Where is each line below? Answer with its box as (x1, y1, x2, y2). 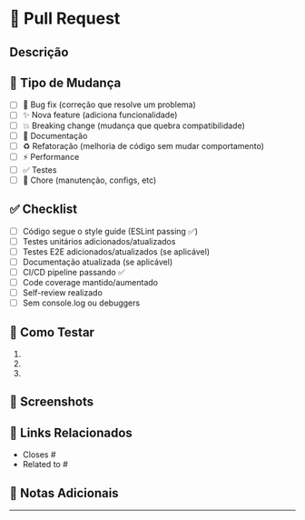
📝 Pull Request (9, 8, 121, 29)
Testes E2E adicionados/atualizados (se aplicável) (22, 245, 211, 257)
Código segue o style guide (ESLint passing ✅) (22, 225, 198, 236)
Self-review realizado (22, 287, 103, 298)
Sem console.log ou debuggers (22, 297, 141, 308)
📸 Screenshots (9, 395, 94, 410)
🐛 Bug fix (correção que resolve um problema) (22, 99, 197, 110)
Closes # (22, 449, 56, 460)
